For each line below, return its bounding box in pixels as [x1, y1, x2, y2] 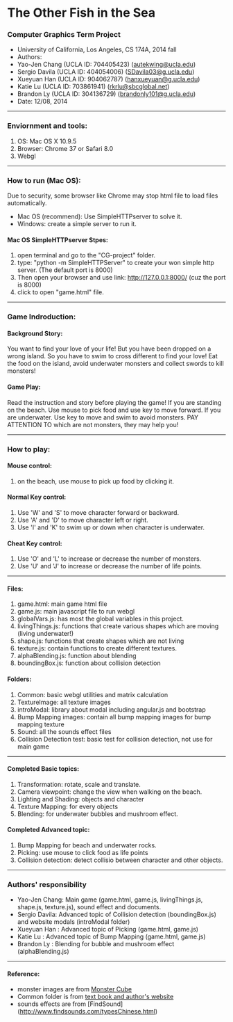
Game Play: [7, 383, 41, 391]
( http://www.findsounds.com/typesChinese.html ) [17, 1007, 158, 1016]
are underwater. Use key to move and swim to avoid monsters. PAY [7, 413, 199, 422]
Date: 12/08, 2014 [17, 97, 68, 106]
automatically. [7, 199, 47, 207]
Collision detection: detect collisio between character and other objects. [17, 856, 223, 864]
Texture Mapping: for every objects [17, 802, 119, 811]
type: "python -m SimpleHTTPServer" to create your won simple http [17, 259, 215, 267]
